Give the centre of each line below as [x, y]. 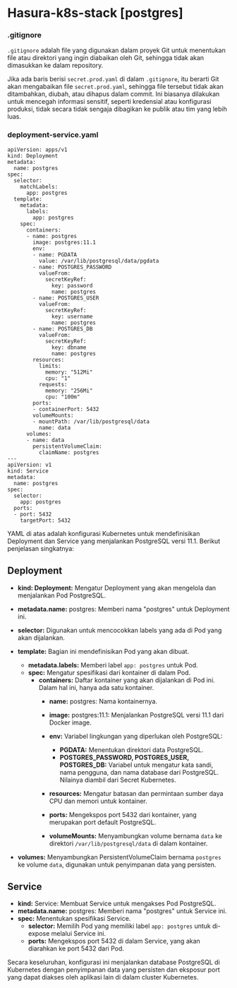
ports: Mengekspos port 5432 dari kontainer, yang [123, 814]
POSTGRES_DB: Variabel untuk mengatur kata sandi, [136, 765]
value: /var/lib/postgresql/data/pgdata [99, 261]
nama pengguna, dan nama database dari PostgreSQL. [139, 772]
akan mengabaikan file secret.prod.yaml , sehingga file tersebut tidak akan [116, 87]
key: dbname [69, 347]
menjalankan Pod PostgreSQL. [62, 595]
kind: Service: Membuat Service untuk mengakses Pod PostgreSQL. [117, 904]
